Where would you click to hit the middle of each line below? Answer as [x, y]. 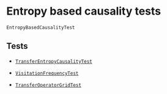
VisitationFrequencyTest [47, 73]
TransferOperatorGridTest [48, 85]
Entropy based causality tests [84, 11]
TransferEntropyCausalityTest [54, 61]
